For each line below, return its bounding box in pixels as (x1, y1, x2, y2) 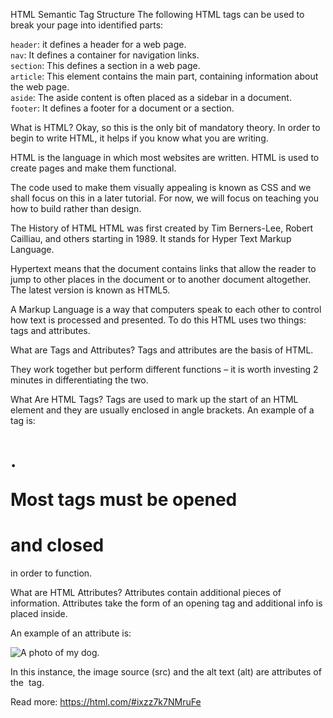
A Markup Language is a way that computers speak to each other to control (10, 304, 322, 315)
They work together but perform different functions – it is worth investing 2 (10, 364, 319, 375)
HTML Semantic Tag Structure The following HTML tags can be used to (10, 9, 305, 20)
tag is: (10, 415, 36, 426)
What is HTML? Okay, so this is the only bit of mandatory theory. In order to (10, 122, 321, 133)
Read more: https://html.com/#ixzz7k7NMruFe (10, 696, 202, 708)
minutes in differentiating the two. (10, 374, 149, 386)
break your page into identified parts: (10, 19, 164, 31)
